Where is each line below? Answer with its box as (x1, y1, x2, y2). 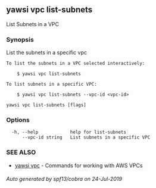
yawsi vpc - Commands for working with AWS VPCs (14, 162, 143, 169)
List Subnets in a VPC (6, 20, 60, 27)
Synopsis (6, 35, 34, 43)
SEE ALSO (6, 148, 36, 156)
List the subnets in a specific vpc (6, 49, 88, 56)
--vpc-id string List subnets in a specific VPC (21, 134, 151, 140)
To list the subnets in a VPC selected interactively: (6, 61, 145, 67)
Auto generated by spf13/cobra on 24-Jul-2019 (6, 176, 122, 183)
